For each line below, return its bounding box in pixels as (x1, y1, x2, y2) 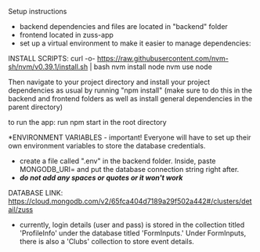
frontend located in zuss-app (19, 31, 114, 39)
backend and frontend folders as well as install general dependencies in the (8, 94, 253, 103)
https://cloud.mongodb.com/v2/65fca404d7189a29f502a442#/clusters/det (8, 196, 252, 206)
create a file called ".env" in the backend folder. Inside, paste (19, 156, 216, 166)
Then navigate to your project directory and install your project (8, 78, 211, 86)
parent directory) (8, 102, 63, 111)
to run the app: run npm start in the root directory (8, 118, 167, 126)
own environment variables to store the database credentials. (8, 141, 206, 150)
